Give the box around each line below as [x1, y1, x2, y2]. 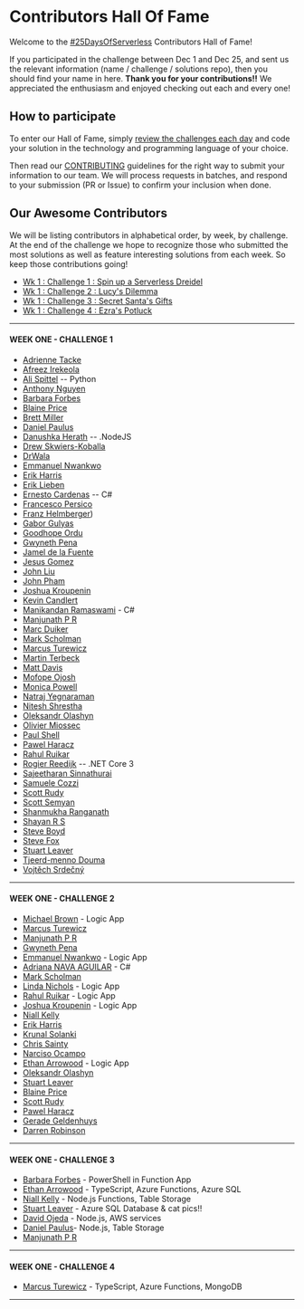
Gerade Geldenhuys [22, 1115, 98, 1126]
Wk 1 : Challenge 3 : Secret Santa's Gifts [22, 295, 174, 306]
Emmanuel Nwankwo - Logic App [22, 951, 147, 962]
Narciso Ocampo [22, 1047, 86, 1058]
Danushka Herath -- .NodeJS [22, 431, 132, 442]
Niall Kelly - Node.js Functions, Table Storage [22, 1193, 192, 1205]
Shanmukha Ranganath [22, 806, 110, 817]
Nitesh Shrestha [22, 700, 83, 712]
